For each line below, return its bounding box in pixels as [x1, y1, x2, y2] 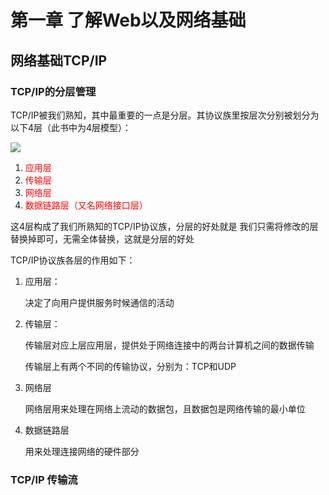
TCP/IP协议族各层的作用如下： [10, 254, 136, 266]
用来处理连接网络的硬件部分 [24, 445, 140, 457]
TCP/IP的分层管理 [10, 84, 97, 98]
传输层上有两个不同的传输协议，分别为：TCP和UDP [24, 360, 237, 372]
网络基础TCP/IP [10, 52, 108, 69]
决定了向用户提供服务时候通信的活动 [24, 296, 175, 308]
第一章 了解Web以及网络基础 [10, 9, 247, 32]
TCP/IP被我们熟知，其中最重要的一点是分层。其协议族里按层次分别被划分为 [10, 109, 320, 121]
